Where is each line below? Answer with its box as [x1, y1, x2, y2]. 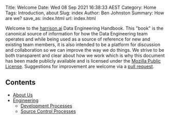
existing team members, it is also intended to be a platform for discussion [5, 42, 161, 48]
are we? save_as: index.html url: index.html [5, 15, 96, 21]
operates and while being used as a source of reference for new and [5, 36, 150, 42]
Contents [5, 78, 36, 87]
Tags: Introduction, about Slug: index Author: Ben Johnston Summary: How [5, 10, 164, 16]
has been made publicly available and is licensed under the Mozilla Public [5, 58, 161, 64]
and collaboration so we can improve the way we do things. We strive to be [5, 47, 164, 53]
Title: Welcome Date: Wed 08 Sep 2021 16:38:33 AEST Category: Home [5, 5, 157, 10]
